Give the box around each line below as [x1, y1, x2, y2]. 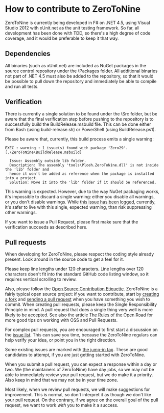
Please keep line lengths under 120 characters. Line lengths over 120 [5, 266, 144, 272]
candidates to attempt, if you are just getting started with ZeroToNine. [5, 352, 145, 358]
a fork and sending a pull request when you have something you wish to [5, 296, 150, 303]
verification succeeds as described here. [5, 224, 88, 230]
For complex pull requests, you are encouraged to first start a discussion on [5, 327, 158, 332]
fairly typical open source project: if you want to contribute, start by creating [5, 291, 159, 297]
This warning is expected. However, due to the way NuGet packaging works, [5, 188, 160, 194]
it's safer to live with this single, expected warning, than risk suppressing [5, 204, 152, 210]
